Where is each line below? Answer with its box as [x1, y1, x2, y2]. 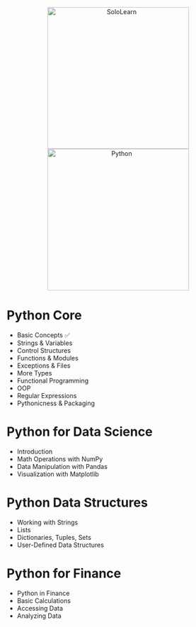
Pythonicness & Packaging [16, 399, 96, 407]
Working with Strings [16, 518, 79, 526]
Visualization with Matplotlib [16, 470, 100, 478]
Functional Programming [16, 376, 89, 385]
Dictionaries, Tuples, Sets [16, 533, 91, 541]
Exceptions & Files [16, 361, 71, 370]
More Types [16, 368, 52, 377]
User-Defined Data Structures [16, 541, 104, 549]
